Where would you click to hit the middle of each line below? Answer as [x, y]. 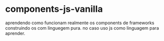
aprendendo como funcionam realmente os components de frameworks [80, 23]
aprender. [15, 33]
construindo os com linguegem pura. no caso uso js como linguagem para [82, 28]
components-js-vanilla [54, 9]
